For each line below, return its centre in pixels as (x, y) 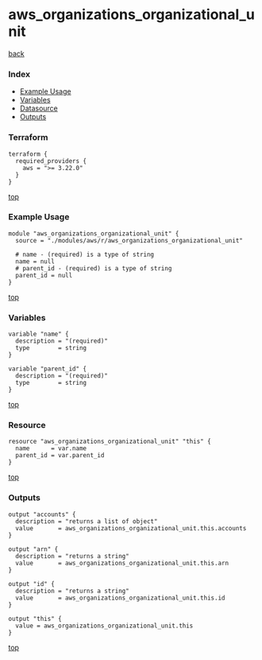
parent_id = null (44, 275)
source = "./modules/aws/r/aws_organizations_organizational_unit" (129, 240)
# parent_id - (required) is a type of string (94, 268)
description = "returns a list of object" (87, 521)
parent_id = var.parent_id (60, 456)
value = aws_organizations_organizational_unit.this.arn (122, 563)
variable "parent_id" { (48, 369)
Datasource (39, 108)
